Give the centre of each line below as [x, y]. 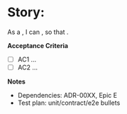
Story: [26, 12]
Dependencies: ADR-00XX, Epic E [67, 96]
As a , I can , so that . [38, 32]
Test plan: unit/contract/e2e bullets [69, 103]
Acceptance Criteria [38, 45]
